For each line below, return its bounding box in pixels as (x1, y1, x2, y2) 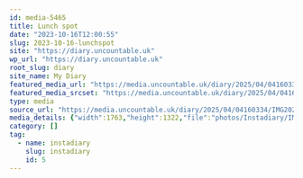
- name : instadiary (17, 138, 91, 147)
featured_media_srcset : (9, 88, 99, 97)
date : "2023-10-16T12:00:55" (9, 30, 119, 39)
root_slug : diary (9, 64, 75, 73)
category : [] (9, 122, 59, 131)
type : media (9, 96, 54, 106)
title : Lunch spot (9, 22, 78, 31)
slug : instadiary (25, 147, 91, 156)
